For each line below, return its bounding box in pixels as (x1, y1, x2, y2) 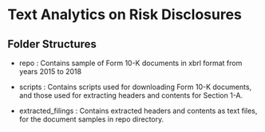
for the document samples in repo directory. (18, 115, 164, 124)
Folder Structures (7, 37, 97, 51)
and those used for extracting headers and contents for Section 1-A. (18, 91, 243, 100)
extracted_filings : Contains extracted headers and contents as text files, (18, 106, 258, 115)
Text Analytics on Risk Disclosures (7, 6, 243, 24)
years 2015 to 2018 (18, 67, 81, 76)
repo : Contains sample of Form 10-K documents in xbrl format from (18, 58, 243, 68)
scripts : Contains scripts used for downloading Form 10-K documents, (18, 82, 252, 91)
